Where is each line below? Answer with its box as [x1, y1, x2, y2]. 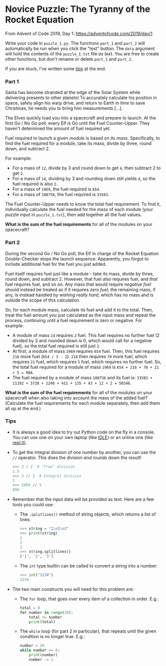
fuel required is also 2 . [12, 181, 58, 187]
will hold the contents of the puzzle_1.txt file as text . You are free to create [5, 51, 160, 57]
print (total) [29, 619, 56, 624]
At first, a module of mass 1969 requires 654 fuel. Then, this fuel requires [12, 348, 160, 354]
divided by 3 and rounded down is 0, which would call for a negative [12, 337, 152, 343]
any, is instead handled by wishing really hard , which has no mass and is [5, 292, 154, 298]
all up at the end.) [5, 405, 41, 411]
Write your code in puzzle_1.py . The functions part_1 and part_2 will [5, 40, 145, 46]
